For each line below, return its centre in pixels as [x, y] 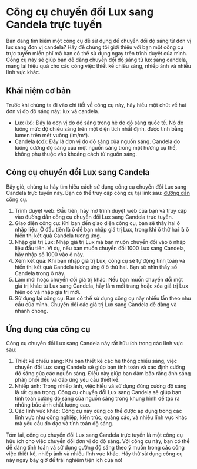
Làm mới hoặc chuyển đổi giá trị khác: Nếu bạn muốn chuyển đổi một [99, 279]
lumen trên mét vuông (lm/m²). [52, 135]
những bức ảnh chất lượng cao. [53, 405]
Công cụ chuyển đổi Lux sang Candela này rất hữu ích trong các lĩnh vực [95, 344]
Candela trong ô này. [40, 273]
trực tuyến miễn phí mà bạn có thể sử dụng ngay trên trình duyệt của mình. [97, 53]
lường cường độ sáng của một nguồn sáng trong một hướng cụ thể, [96, 147]
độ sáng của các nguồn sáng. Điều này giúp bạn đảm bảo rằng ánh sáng [103, 374]
